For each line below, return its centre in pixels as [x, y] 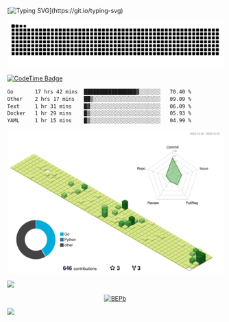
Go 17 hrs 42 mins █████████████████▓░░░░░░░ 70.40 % [99, 92]
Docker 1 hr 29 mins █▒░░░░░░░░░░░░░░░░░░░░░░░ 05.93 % [99, 113]
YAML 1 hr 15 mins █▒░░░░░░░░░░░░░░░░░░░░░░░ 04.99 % [99, 121]
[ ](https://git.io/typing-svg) [65, 11]
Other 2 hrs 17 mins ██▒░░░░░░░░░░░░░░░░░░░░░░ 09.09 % [99, 99]
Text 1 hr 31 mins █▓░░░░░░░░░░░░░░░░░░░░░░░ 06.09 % [99, 106]
